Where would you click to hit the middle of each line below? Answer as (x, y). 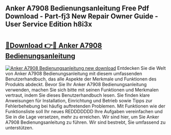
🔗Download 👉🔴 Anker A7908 (54, 45)
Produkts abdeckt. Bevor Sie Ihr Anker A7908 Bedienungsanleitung (76, 84)
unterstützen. (19, 128)
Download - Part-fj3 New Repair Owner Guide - (82, 17)
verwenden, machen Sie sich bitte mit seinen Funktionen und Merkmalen (82, 90)
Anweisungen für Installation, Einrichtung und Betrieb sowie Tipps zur (79, 101)
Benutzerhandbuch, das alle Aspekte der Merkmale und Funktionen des (81, 79)
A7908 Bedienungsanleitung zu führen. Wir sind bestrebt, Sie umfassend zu (85, 122)
